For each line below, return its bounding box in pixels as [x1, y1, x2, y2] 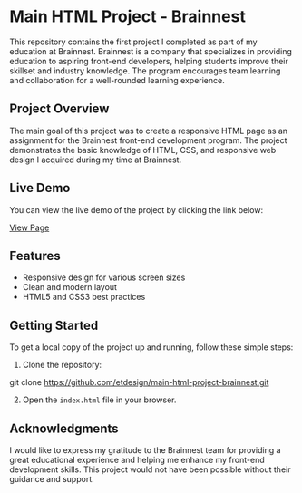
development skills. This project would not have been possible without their [9, 464, 291, 475]
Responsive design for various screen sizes [22, 272, 186, 283]
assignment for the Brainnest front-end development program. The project [9, 134, 287, 146]
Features [9, 247, 61, 264]
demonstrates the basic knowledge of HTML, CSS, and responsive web [9, 144, 277, 155]
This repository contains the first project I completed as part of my [9, 36, 258, 47]
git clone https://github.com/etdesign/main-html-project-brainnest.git [9, 377, 269, 388]
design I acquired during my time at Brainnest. [9, 154, 182, 165]
